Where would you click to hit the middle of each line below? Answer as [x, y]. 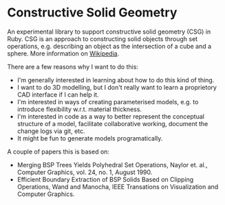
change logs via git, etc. [51, 131]
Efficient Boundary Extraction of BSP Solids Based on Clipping [105, 179]
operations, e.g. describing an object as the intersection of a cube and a [109, 46]
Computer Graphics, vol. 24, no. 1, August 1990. [85, 172]
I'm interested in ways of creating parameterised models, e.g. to [108, 101]
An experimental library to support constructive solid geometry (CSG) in [109, 32]
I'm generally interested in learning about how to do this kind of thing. [116, 80]
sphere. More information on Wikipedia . [63, 53]
